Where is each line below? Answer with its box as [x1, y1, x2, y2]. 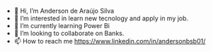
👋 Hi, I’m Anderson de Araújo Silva [13, 7, 115, 15]
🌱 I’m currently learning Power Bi [13, 22, 110, 30]
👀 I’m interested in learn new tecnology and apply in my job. [13, 14, 189, 22]
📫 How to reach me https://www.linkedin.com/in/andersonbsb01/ [13, 37, 206, 45]
